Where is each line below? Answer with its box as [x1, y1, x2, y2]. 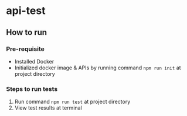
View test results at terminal [14, 104, 82, 111]
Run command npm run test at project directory [14, 98, 131, 106]
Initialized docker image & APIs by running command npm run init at [14, 64, 181, 71]
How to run [6, 27, 47, 37]
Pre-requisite [6, 45, 45, 53]
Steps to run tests [6, 85, 58, 93]
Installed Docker [14, 58, 55, 65]
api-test [6, 4, 46, 17]
